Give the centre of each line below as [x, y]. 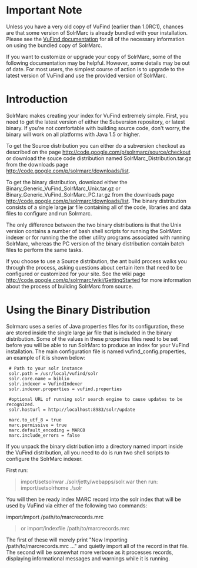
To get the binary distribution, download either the [67, 182]
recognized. [21, 404]
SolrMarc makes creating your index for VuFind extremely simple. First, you [98, 115]
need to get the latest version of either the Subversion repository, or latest [96, 122]
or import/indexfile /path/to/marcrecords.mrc [75, 528]
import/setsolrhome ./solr [51, 488]
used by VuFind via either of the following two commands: [77, 505]
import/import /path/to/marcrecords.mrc [55, 517]
